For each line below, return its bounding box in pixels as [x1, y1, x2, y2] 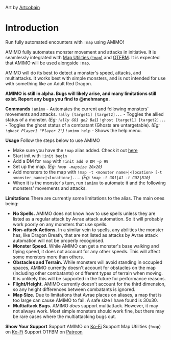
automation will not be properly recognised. [12, 237, 105, 244]
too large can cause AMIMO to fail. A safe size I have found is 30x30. [12, 297, 158, 303]
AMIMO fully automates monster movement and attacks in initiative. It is [5, 48, 157, 55]
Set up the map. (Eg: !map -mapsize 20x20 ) [12, 163, 103, 169]
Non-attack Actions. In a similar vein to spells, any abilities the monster [12, 227, 164, 233]
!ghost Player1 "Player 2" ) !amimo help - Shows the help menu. [5, 127, 142, 133]
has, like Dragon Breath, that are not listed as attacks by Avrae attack [12, 232, 158, 238]
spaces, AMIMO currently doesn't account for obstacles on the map [12, 264, 156, 271]
